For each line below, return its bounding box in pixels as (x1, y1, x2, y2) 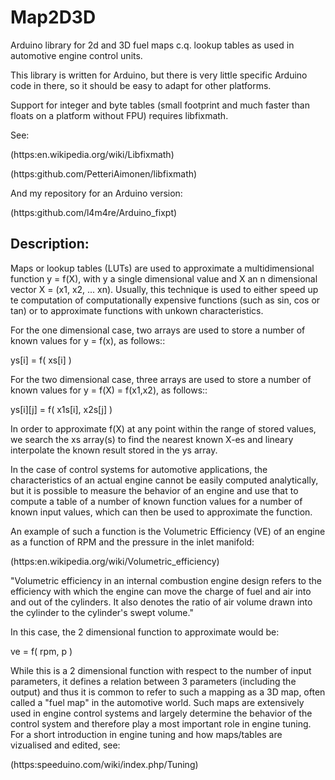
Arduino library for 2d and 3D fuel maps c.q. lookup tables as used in (10, 39, 295, 51)
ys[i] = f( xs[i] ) (10, 354, 72, 366)
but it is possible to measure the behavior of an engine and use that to (10, 484, 299, 496)
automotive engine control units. (10, 49, 143, 61)
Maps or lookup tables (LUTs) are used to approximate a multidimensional (10, 262, 315, 274)
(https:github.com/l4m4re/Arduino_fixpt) (10, 206, 178, 218)
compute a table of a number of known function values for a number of (10, 495, 303, 507)
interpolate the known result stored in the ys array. (10, 444, 218, 456)
